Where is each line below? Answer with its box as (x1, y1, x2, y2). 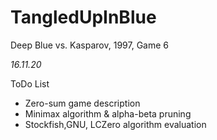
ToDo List (10, 77, 50, 90)
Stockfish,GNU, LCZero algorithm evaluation (24, 118, 207, 130)
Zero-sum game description (24, 97, 141, 109)
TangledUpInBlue (10, 6, 157, 29)
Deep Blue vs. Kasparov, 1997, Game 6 (10, 39, 169, 51)
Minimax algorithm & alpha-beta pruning (24, 107, 192, 120)
